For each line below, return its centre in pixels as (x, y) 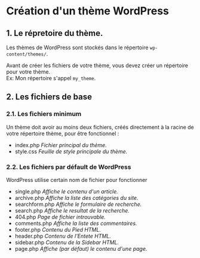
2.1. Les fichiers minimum (44, 114)
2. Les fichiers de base (49, 97)
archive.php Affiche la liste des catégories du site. (76, 198)
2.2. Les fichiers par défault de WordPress (69, 167)
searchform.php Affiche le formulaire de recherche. (78, 204)
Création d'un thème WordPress (87, 11)
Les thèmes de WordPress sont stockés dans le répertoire (77, 47)
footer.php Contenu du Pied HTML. (58, 229)
